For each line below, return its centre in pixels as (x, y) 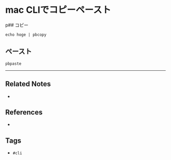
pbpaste (13, 64)
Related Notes (28, 84)
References (24, 112)
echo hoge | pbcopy (26, 35)
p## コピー (17, 25)
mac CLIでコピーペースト (58, 10)
